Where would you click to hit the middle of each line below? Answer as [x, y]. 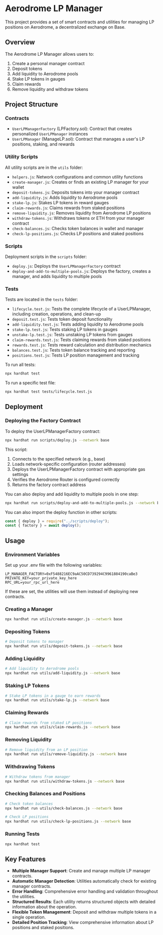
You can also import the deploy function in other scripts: [61, 512]
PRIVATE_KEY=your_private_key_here [41, 578]
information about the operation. [44, 907]
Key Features [25, 859]
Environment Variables [33, 555]
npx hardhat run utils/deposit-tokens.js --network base [64, 646]
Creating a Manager [29, 609]
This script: [16, 449]
